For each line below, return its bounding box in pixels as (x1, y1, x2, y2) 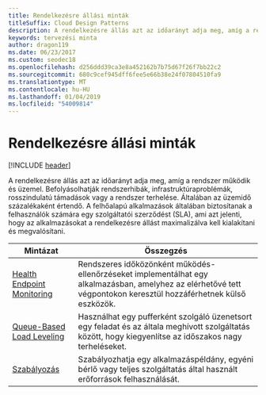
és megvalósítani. (8, 227, 66, 236)
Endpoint (12, 278, 46, 290)
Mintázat (24, 245, 59, 256)
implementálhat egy (134, 269, 208, 280)
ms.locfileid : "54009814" (8, 100, 93, 108)
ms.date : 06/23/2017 (8, 48, 77, 56)
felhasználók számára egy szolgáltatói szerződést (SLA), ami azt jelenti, (8, 209, 242, 219)
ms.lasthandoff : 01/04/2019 (8, 93, 101, 101)
